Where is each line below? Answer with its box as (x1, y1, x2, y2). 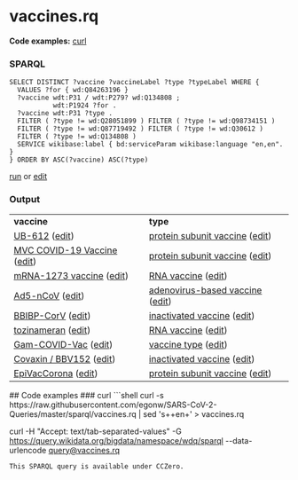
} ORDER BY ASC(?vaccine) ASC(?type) (9, 155, 149, 165)
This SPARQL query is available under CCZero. (9, 461, 184, 471)
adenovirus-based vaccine (149, 284, 263, 296)
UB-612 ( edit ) (13, 229, 74, 241)
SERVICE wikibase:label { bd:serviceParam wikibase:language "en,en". (17, 140, 284, 149)
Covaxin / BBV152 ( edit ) (13, 352, 116, 365)
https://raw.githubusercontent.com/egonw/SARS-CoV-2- (9, 399, 217, 410)
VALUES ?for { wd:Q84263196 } (17, 86, 129, 95)
